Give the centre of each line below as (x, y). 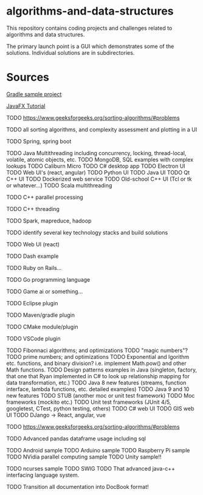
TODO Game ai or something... (45, 291)
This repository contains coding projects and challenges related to (89, 28)
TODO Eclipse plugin (32, 303)
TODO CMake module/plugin (42, 327)
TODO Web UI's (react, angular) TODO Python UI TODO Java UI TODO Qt (98, 172)
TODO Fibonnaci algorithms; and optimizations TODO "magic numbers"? (97, 350)
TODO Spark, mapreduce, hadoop (49, 221)
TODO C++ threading (33, 209)
